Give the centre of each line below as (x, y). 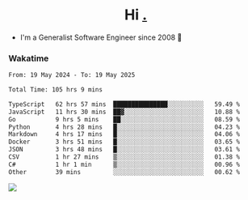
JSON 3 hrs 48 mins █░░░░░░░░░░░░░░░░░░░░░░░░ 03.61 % (124, 150)
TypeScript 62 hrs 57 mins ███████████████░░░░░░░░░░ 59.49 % (124, 104)
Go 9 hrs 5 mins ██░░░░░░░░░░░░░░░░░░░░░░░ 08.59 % (124, 119)
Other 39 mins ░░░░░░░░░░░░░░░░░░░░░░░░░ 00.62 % (124, 172)
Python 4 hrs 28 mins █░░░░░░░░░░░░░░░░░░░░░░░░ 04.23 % (124, 127)
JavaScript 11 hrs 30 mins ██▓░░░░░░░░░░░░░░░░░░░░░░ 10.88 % (124, 112)
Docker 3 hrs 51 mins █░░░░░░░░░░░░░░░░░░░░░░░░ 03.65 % (124, 142)
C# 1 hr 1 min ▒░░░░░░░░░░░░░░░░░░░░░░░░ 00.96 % (124, 164)
